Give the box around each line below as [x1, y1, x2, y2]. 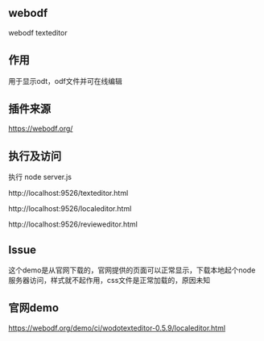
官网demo [8, 301, 59, 315]
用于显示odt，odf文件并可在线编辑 [8, 76, 122, 85]
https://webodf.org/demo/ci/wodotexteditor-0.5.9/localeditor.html [8, 322, 226, 333]
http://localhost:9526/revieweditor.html [8, 219, 138, 229]
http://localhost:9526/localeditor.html [8, 204, 132, 214]
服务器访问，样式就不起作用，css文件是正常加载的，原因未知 [8, 276, 211, 285]
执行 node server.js [8, 173, 72, 182]
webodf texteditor [8, 27, 68, 37]
